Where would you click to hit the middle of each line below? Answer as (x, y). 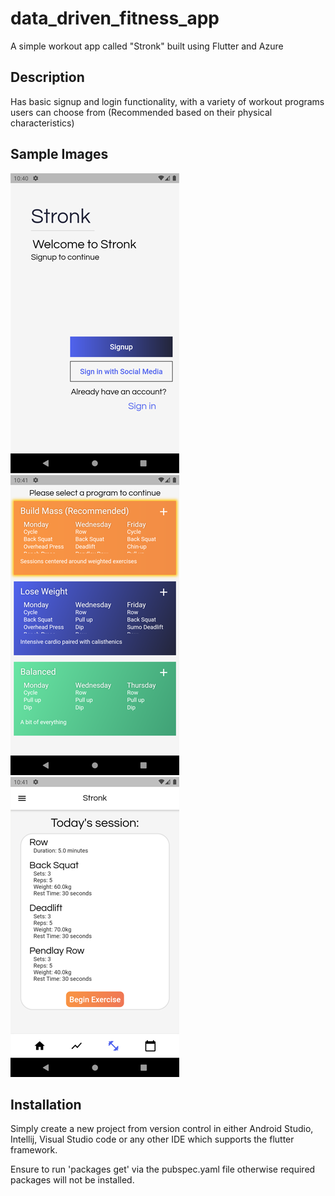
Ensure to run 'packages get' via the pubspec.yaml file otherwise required (163, 1169)
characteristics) (42, 123)
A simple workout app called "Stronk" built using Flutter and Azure (147, 46)
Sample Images (59, 154)
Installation (46, 1104)
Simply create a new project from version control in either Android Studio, (162, 1129)
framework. (34, 1150)
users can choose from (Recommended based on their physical (141, 112)
